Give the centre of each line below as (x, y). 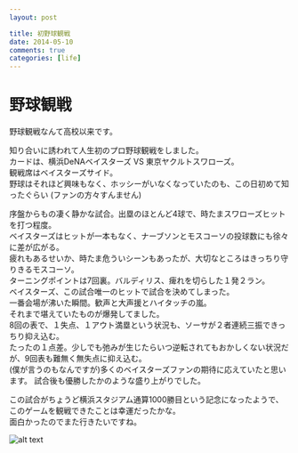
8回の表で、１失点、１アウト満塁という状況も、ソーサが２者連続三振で (140, 325)
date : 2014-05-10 (41, 42)
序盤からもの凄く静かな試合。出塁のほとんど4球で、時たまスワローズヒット (148, 214)
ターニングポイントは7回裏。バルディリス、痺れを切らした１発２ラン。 (140, 280)
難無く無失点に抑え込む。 (100, 359)
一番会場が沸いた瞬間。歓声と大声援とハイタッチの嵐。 (110, 303)
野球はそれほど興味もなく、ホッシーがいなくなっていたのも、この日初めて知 (149, 184)
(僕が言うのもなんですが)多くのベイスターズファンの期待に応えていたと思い (148, 369)
